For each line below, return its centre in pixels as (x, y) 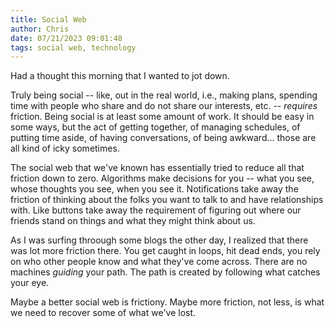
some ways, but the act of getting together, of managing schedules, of (155, 127)
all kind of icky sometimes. (65, 148)
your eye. (30, 283)
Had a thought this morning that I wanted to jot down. (120, 76)
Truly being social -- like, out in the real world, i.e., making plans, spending (164, 95)
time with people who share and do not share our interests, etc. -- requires (164, 106)
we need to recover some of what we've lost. (103, 313)
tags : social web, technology (73, 47)
